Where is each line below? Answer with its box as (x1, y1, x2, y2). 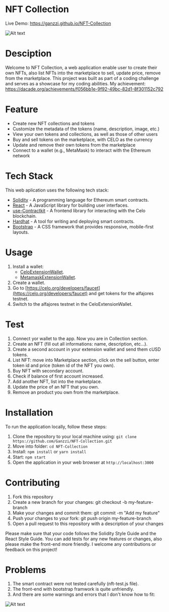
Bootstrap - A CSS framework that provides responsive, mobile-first (12, 223, 154, 229)
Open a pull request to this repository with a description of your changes (12, 521, 164, 527)
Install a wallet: (12, 263, 44, 269)
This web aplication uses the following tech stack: (5, 187, 109, 193)
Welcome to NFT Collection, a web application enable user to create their (5, 64, 157, 70)
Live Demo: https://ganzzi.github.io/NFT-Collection (5, 20, 111, 26)
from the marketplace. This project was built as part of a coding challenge (5, 75, 159, 81)
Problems (5, 564, 46, 576)
